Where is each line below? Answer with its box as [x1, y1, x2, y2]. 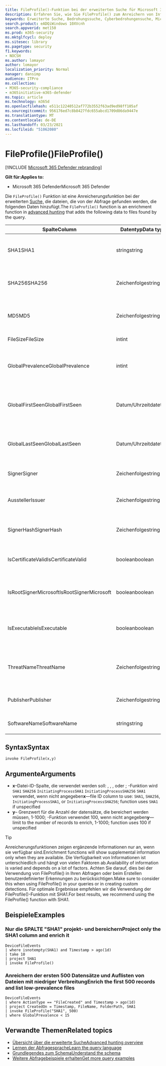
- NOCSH [5, 53, 21, 58]
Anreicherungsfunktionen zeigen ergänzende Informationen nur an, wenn [5, 844, 155, 850]
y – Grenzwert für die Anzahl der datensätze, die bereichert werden [12, 809, 149, 815]
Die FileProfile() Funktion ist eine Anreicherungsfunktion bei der [5, 194, 140, 199]
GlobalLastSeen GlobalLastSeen [7, 440, 81, 447]
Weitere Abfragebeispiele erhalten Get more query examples [12, 1055, 135, 1061]
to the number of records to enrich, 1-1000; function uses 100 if [22, 820, 151, 825]
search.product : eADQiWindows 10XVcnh [5, 21, 85, 26]
